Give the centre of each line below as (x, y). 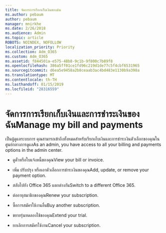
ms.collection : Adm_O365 (31, 52)
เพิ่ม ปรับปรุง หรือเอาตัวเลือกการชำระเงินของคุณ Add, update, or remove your (80, 170)
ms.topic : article (24, 38)
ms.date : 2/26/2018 (25, 29)
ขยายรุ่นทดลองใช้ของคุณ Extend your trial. (50, 215)
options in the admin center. (34, 150)
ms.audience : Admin (25, 33)
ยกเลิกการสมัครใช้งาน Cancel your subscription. (56, 225)
